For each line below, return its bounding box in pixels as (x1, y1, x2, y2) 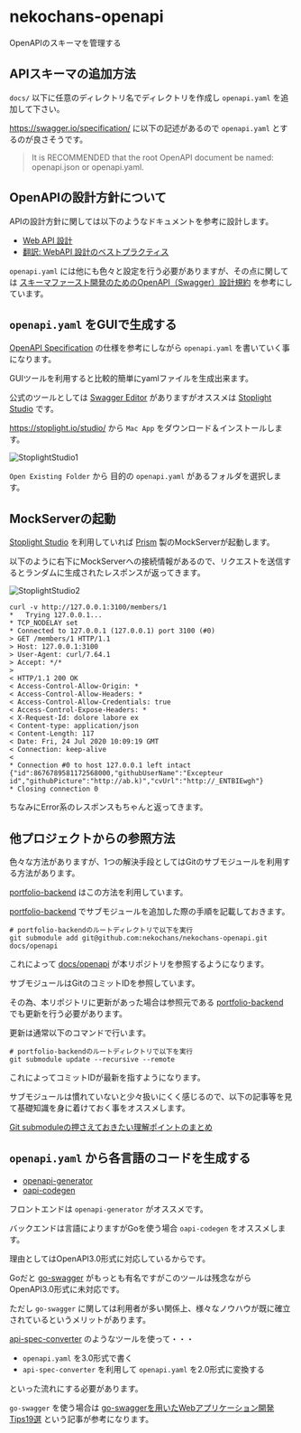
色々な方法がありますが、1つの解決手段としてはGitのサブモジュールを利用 (9, 857, 283, 866)
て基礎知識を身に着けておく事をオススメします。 (9, 1102, 191, 1113)
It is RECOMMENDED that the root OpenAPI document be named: (31, 152, 275, 163)
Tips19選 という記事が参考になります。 (9, 1413, 154, 1424)
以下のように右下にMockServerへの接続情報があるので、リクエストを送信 (9, 556, 284, 567)
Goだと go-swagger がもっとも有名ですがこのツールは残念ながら (9, 1272, 252, 1283)
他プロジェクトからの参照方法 (9, 830, 176, 846)
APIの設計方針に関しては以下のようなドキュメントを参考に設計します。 (9, 215, 274, 227)
